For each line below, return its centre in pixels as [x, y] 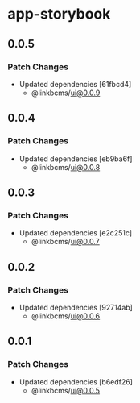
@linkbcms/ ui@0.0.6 [66, 316]
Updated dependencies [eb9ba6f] [76, 159]
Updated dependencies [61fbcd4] [75, 84]
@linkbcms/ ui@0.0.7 [65, 242]
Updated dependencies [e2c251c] [76, 233]
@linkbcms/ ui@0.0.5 [66, 390]
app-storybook [59, 14]
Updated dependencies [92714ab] [76, 307]
